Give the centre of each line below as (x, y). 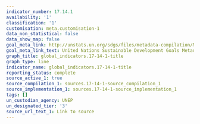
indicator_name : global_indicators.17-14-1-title (69, 67)
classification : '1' (32, 23)
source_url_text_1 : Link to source (50, 111)
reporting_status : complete (41, 73)
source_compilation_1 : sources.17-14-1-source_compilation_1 (84, 84)
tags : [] (17, 95)
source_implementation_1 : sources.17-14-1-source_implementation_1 (92, 89)
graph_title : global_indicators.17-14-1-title (65, 56)
